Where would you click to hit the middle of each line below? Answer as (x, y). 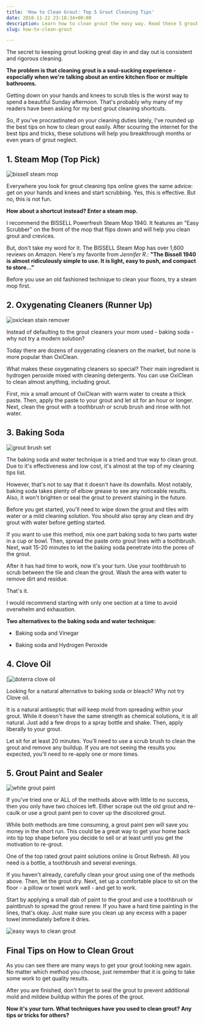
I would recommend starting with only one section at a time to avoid (92, 602)
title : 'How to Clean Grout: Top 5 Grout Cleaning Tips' (80, 12)
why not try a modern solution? (46, 338)
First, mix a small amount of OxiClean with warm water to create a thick (96, 393)
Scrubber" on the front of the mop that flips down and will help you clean (99, 230)
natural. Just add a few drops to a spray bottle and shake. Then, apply (95, 722)
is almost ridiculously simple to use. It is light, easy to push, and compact (101, 261)
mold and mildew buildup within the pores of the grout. (76, 997)
